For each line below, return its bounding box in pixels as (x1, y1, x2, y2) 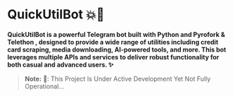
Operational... (24, 81, 65, 91)
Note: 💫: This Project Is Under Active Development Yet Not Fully (24, 74, 211, 83)
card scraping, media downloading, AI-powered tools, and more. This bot (7, 45, 227, 54)
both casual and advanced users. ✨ (7, 60, 114, 69)
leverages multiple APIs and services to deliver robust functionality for (7, 52, 220, 61)
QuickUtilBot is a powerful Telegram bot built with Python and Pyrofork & (7, 30, 226, 38)
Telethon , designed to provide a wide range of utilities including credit (7, 38, 219, 46)
